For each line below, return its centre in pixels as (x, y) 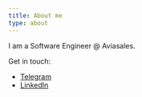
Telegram (36, 76)
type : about (28, 23)
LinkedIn (34, 85)
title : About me (35, 16)
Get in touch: (30, 61)
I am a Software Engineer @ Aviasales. (72, 45)
